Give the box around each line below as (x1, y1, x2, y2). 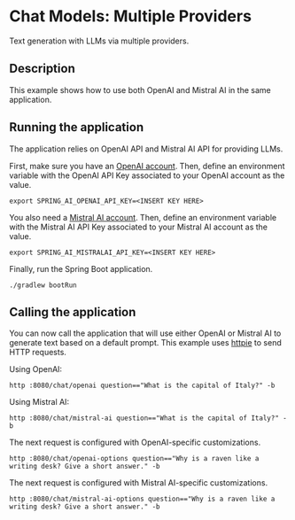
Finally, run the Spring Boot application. (9, 263, 153, 274)
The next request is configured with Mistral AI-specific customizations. (9, 477, 268, 488)
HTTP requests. (9, 347, 66, 358)
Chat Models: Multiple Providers (9, 6, 252, 27)
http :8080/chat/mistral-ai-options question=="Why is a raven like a (9, 494, 276, 504)
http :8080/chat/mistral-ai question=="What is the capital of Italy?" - (9, 414, 288, 423)
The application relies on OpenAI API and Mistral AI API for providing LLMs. (9, 144, 283, 154)
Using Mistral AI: (9, 397, 69, 407)
